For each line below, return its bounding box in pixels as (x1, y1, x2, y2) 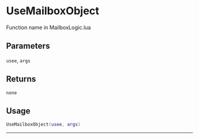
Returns (6, 74, 37, 84)
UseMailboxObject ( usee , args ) (6, 122, 81, 128)
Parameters (6, 41, 50, 51)
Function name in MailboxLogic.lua (6, 24, 91, 31)
